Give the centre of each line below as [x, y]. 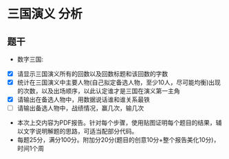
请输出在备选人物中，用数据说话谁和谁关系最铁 [83, 99]
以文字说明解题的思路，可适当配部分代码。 [77, 132]
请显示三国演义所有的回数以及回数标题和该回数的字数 [92, 74]
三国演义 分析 [45, 14]
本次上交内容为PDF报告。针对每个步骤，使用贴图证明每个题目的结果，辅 [119, 123]
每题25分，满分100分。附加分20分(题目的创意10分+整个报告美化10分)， [118, 140]
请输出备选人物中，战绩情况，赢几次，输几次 [80, 108]
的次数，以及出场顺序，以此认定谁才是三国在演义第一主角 [98, 91]
